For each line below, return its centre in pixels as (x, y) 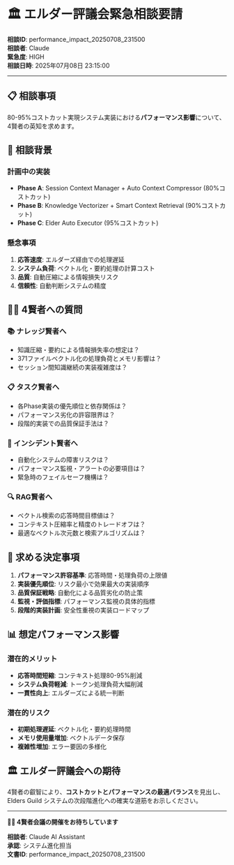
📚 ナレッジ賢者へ (37, 331)
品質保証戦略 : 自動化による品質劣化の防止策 (80, 593)
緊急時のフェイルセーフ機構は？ (63, 477)
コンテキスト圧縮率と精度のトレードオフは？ (81, 525)
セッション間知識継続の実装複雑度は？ (72, 368)
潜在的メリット (32, 659)
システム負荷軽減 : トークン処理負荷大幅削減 (80, 684)
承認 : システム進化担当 (39, 845)
